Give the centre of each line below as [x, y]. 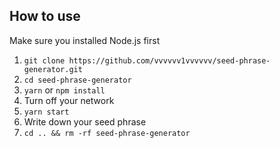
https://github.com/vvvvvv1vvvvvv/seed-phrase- [169, 60]
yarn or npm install [64, 90]
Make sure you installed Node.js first [85, 40]
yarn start [46, 112]
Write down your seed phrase [85, 121]
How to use [45, 16]
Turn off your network [69, 100]
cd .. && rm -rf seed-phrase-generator [107, 133]
